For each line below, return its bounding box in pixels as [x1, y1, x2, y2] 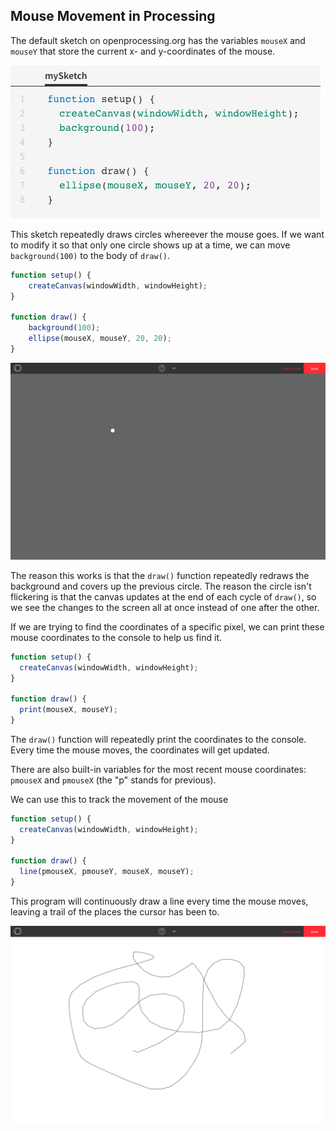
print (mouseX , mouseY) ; [19, 705, 118, 715]
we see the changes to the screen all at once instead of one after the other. [10, 601, 320, 613]
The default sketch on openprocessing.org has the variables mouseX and [10, 34, 306, 46]
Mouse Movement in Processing [10, 8, 216, 25]
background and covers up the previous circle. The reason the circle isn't [10, 580, 312, 592]
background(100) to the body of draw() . [10, 249, 170, 261]
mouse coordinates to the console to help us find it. [10, 631, 223, 643]
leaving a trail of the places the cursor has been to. [10, 906, 220, 918]
